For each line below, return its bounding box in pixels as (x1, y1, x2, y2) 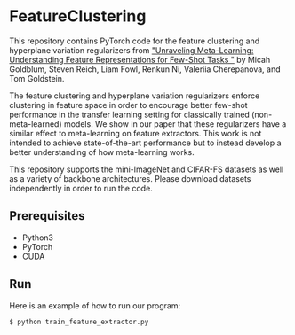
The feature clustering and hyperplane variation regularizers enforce (9, 90, 260, 101)
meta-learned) (9, 118, 62, 129)
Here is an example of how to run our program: (9, 300, 180, 311)
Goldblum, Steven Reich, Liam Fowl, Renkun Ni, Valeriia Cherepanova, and (9, 64, 282, 74)
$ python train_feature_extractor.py (9, 317, 149, 326)
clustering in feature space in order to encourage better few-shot (9, 99, 248, 110)
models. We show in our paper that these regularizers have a (63, 118, 287, 129)
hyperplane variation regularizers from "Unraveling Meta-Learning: (9, 44, 254, 55)
